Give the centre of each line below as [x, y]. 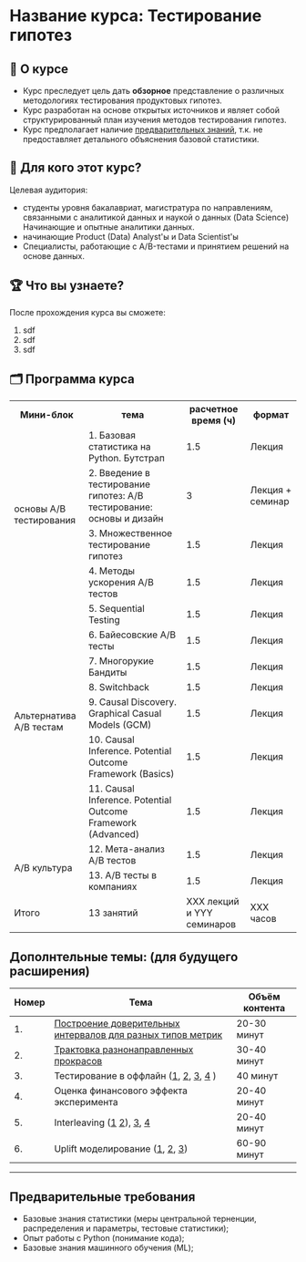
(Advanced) [113, 834]
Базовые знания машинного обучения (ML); [108, 1248]
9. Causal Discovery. [133, 702]
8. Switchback [119, 688]
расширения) [50, 971]
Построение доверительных [117, 1024]
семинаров [211, 925]
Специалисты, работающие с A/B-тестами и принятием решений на [156, 246]
